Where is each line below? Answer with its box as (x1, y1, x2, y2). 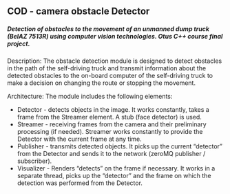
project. (7, 39, 30, 48)
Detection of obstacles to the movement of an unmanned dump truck (7, 24, 210, 33)
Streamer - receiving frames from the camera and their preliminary (17, 120, 207, 128)
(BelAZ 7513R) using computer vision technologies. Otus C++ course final (7, 32, 223, 40)
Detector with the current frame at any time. (17, 135, 143, 144)
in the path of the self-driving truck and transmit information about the (7, 64, 207, 72)
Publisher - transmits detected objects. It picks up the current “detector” (17, 142, 222, 151)
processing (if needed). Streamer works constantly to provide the (17, 128, 203, 136)
